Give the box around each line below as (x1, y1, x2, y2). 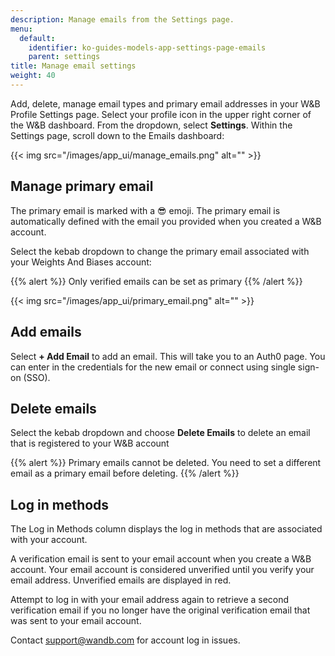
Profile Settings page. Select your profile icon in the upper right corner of (10, 108, 312, 120)
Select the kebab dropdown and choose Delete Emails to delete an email (10, 427, 311, 439)
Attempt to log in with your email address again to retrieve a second (10, 594, 290, 606)
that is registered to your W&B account (10, 437, 170, 450)
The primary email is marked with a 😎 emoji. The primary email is (10, 204, 281, 216)
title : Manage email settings (10, 61, 137, 71)
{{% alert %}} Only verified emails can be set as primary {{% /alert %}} (10, 275, 303, 287)
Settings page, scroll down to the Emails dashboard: (10, 129, 225, 141)
